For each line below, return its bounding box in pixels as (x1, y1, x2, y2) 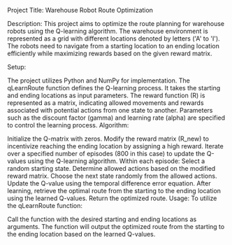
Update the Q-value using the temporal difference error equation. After (7, 179, 211, 188)
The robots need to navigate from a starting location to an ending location (7, 42, 220, 50)
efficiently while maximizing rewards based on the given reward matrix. (7, 49, 212, 57)
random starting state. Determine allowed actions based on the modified (7, 164, 216, 172)
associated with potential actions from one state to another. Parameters (7, 106, 213, 114)
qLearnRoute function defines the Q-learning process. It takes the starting (7, 84, 221, 92)
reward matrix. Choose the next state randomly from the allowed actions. (7, 171, 217, 180)
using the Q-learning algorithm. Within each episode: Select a (27, 157, 205, 165)
